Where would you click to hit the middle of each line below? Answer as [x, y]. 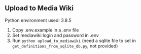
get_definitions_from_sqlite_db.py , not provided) [65, 46]
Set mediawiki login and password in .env [56, 35]
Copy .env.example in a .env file [45, 30]
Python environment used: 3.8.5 [38, 20]
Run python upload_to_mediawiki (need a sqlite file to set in [74, 40]
